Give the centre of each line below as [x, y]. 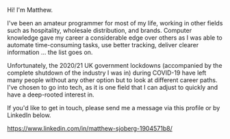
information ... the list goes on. [50, 52]
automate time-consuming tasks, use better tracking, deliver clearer [103, 45]
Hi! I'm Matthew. [30, 10]
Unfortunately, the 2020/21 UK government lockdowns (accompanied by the [115, 65]
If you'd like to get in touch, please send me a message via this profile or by [114, 108]
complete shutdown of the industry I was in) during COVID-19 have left [107, 73]
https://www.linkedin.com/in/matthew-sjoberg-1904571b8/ [90, 128]
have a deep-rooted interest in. [51, 94]
